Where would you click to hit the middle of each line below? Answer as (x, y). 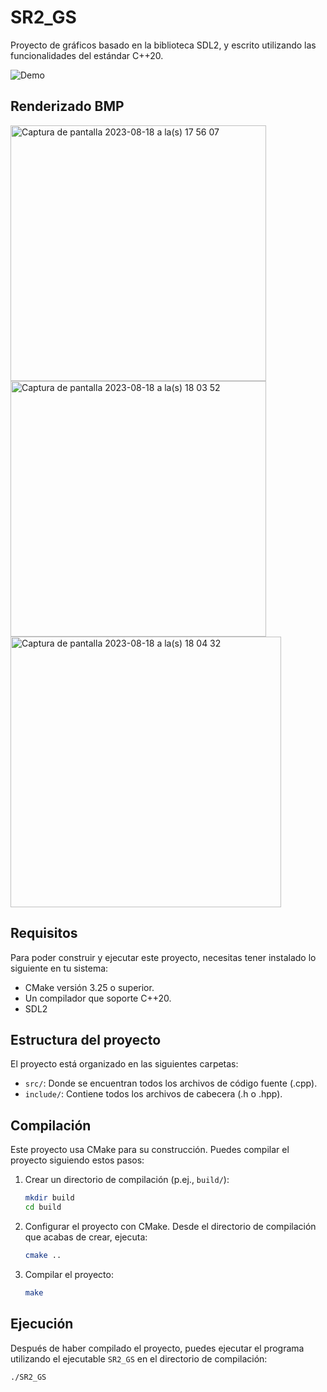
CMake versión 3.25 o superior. (89, 987)
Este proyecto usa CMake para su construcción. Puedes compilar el (150, 1150)
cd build (43, 1207)
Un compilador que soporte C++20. (98, 998)
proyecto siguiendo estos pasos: (77, 1160)
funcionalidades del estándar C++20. (87, 55)
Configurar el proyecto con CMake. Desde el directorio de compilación (170, 1226)
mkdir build (49, 1198)
